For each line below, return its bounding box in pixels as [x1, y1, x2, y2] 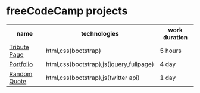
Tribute [9, 43, 30, 51]
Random [9, 70, 33, 78]
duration [162, 33, 188, 41]
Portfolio [9, 60, 33, 68]
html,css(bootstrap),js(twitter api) [45, 73, 140, 82]
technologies [81, 29, 119, 38]
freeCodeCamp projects [6, 4, 128, 18]
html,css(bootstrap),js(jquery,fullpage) [45, 60, 155, 68]
